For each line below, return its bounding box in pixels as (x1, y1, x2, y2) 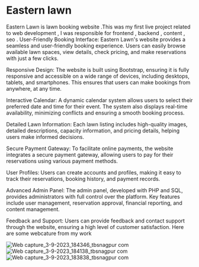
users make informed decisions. (6, 133, 85, 140)
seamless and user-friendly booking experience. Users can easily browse (6, 42, 186, 49)
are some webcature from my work (6, 230, 92, 237)
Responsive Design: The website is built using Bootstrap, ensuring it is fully (6, 66, 190, 73)
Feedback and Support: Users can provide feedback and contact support (6, 217, 185, 224)
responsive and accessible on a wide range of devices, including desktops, (6, 72, 190, 80)
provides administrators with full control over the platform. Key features (6, 193, 181, 200)
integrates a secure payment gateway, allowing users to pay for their (6, 151, 174, 158)
